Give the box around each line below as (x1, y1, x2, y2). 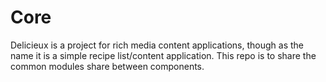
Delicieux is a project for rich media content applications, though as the (10, 39, 304, 51)
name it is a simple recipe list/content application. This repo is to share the (10, 49, 317, 61)
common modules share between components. (10, 60, 205, 72)
